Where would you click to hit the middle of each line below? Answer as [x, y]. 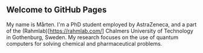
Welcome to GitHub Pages [56, 10]
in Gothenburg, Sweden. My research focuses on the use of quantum [92, 37]
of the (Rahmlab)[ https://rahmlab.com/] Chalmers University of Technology [100, 31]
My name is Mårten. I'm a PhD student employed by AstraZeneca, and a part [101, 24]
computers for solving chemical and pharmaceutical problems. [84, 43]
